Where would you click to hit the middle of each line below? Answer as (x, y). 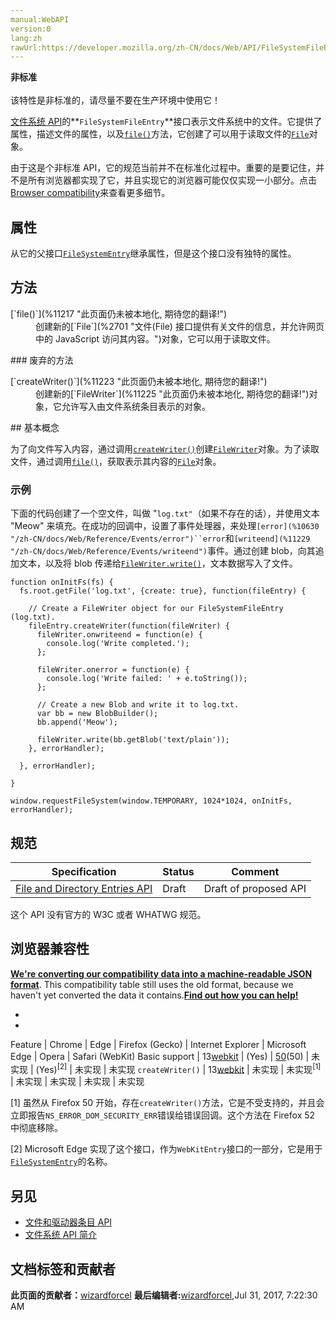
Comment (255, 871)
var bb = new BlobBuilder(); (97, 714)
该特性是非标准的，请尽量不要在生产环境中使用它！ (115, 100)
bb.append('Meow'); (77, 722)
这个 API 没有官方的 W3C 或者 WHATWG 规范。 (108, 914)
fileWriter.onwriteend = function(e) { (119, 635)
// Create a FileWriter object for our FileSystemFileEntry (156, 609)
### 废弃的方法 (42, 360)
